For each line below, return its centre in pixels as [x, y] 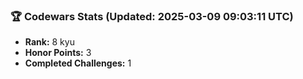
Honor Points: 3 [58, 53]
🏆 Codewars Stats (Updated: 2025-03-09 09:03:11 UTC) [152, 16]
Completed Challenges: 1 [78, 63]
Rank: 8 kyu [49, 42]
